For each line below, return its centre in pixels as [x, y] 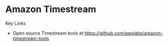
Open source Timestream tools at [48, 33]
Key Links [16, 23]
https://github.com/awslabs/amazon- [123, 33]
